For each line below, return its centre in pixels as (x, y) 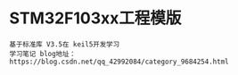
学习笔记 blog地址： (43, 54)
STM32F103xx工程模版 (95, 18)
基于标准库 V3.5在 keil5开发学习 (65, 44)
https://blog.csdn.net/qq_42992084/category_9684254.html (119, 62)
